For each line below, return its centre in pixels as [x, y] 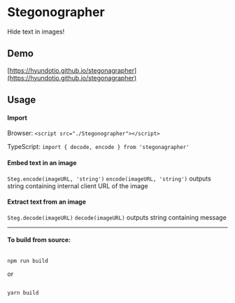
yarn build [23, 293]
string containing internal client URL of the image [78, 185]
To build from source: [39, 240]
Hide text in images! [36, 31]
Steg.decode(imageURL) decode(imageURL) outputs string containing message [117, 217]
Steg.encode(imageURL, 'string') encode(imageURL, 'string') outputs [109, 178]
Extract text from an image [47, 202]
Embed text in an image [42, 162]
